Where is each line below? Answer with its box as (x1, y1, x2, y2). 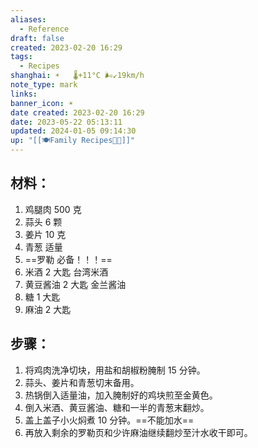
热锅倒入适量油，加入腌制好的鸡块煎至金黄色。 (24, 389, 218, 401)
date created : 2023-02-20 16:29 (10, 107, 145, 118)
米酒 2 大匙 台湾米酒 (24, 266, 109, 278)
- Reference (19, 24, 70, 34)
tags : (10, 52, 33, 62)
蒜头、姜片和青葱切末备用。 (24, 376, 140, 388)
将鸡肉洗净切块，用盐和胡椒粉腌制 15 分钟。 (24, 364, 206, 376)
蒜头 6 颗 (24, 216, 63, 228)
